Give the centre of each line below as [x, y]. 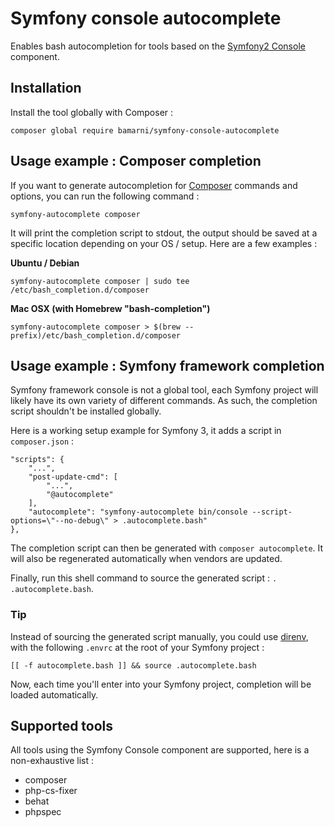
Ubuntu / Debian [45, 263]
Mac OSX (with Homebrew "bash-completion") [110, 308]
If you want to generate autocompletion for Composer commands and [154, 185]
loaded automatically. [54, 694]
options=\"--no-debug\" [60, 521]
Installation [46, 88]
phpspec [43, 812]
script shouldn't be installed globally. [86, 411]
